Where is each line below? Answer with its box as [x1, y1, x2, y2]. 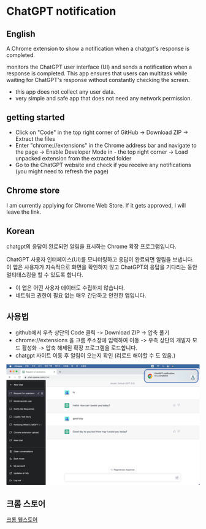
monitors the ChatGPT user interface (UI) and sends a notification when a [6, 63, 192, 70]
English [6, 29, 36, 39]
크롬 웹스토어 [6, 516, 38, 523]
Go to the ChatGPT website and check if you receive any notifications [15, 161, 191, 168]
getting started [6, 112, 65, 123]
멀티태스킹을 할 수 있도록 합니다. [6, 271, 84, 279]
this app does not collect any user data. [15, 88, 115, 96]
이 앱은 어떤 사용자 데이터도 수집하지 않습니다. [15, 284, 126, 291]
